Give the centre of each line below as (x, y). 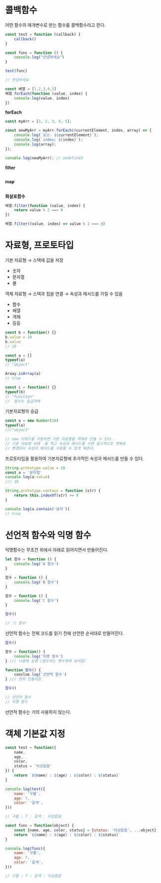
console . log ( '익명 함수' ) (39, 656)
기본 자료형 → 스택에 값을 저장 (34, 260)
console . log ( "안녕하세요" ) (39, 57)
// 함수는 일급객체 (23, 401)
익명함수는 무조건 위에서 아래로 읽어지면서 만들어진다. (57, 550)
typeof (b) (15, 392)
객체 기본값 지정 (35, 734)
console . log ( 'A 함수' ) (36, 564)
